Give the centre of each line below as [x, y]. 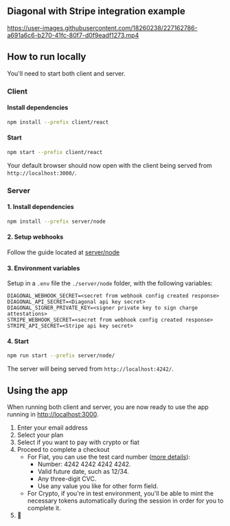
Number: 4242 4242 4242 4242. [84, 464]
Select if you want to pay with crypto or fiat [78, 442]
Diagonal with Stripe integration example [96, 11]
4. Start [18, 341]
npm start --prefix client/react [55, 152]
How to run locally [47, 57]
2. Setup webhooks [35, 237]
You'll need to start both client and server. [66, 73]
